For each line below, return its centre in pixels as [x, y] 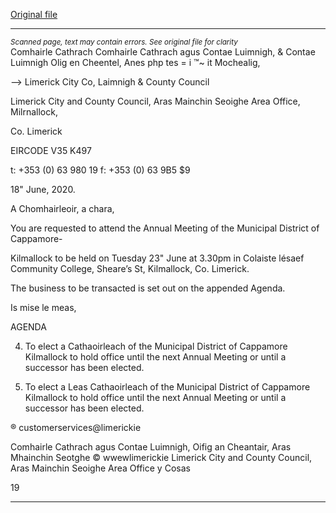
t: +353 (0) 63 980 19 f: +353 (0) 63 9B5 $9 [100, 170]
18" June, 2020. [43, 189]
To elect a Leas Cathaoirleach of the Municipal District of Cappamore [167, 387]
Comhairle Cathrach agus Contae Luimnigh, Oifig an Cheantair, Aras [151, 447]
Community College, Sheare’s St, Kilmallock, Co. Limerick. [130, 268]
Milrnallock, [34, 112]
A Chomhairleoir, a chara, [62, 208]
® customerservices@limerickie [76, 427]
